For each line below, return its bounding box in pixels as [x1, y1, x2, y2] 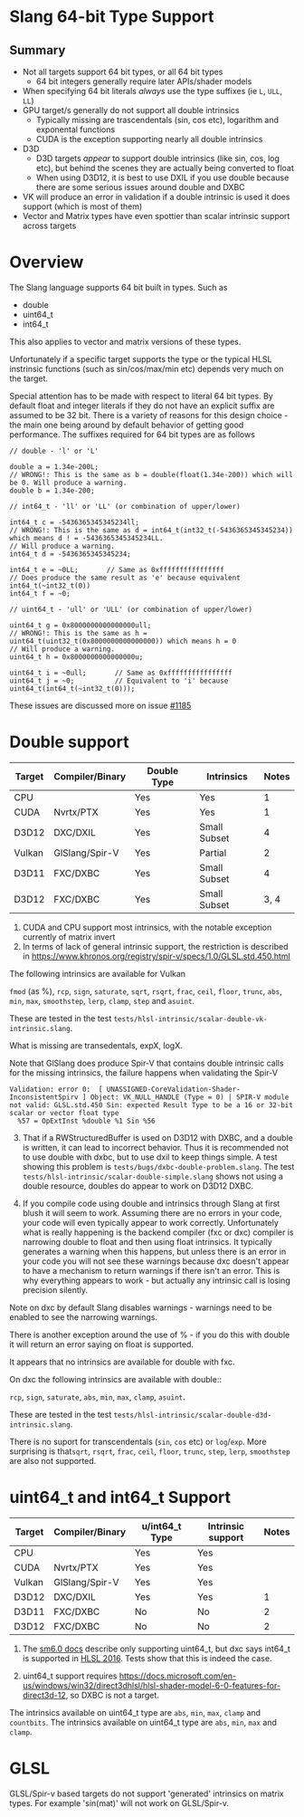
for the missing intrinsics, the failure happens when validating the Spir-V [9, 1066, 279, 1078]
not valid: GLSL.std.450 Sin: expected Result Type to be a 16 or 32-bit [9, 1100, 294, 1110]
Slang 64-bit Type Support [9, 6, 214, 27]
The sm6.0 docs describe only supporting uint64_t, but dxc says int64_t [22, 1643, 291, 1654]
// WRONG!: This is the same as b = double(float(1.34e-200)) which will [9, 470, 294, 479]
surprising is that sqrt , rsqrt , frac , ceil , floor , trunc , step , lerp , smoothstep [9, 1446, 291, 1457]
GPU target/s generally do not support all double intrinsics [22, 105, 240, 115]
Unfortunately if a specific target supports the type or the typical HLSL [9, 353, 272, 364]
